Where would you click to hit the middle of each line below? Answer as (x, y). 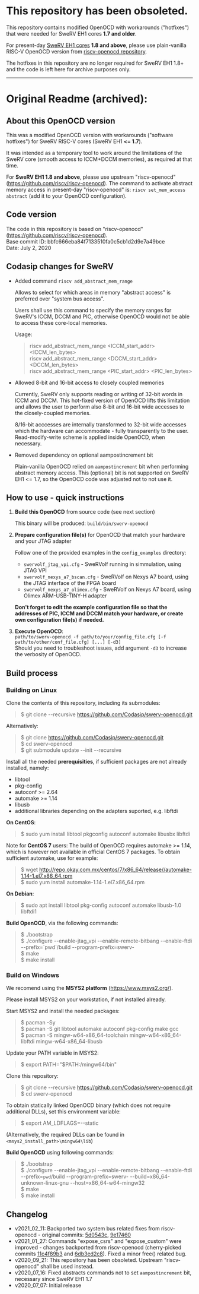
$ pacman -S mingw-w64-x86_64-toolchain (74, 1035)
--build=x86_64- (150, 1176)
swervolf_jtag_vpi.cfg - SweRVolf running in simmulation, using (102, 564)
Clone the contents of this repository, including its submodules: (84, 703)
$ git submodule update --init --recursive (71, 750)
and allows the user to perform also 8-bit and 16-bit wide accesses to (99, 406)
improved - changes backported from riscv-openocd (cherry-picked (98, 1248)
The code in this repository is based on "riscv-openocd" (75, 229)
